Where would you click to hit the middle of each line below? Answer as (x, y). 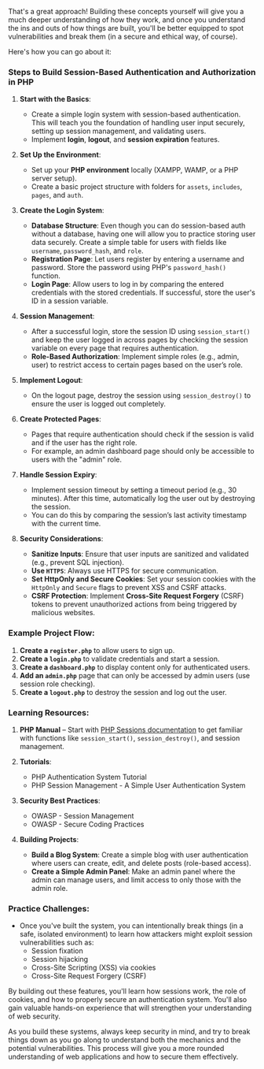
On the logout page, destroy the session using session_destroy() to (141, 395)
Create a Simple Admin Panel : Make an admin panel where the (133, 871)
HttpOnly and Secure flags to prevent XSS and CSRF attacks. (128, 588)
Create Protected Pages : (60, 419)
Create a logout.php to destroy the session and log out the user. (123, 692)
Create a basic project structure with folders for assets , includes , (137, 187)
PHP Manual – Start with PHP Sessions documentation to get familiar (131, 729)
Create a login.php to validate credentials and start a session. (119, 659)
